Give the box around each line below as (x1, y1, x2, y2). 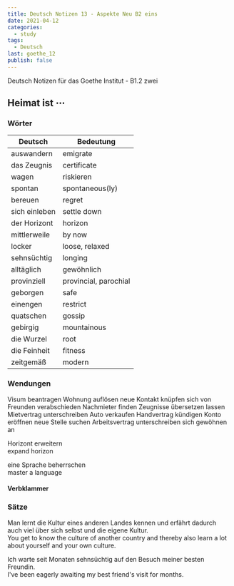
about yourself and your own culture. (7, 541, 116, 550)
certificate (62, 160, 97, 170)
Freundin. (7, 562, 36, 571)
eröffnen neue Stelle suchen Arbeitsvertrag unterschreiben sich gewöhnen (7, 418, 227, 426)
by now (62, 230, 88, 240)
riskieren (62, 172, 92, 182)
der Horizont (11, 218, 54, 228)
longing (62, 253, 88, 263)
